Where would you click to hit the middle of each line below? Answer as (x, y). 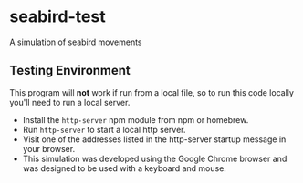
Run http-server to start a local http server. (104, 129)
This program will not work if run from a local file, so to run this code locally (152, 92)
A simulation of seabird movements (76, 42)
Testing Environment (70, 71)
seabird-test (58, 17)
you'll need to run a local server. (70, 102)
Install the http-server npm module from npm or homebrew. (136, 119)
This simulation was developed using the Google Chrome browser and (155, 158)
